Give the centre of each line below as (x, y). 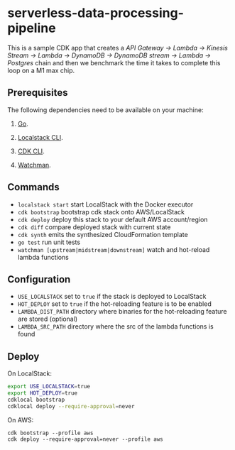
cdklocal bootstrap (36, 400)
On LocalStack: (29, 373)
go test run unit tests (49, 242)
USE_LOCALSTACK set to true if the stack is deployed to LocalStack (112, 297)
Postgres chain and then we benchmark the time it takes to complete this (114, 62)
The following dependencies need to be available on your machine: (105, 110)
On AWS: (21, 419)
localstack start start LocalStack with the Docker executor (105, 204)
